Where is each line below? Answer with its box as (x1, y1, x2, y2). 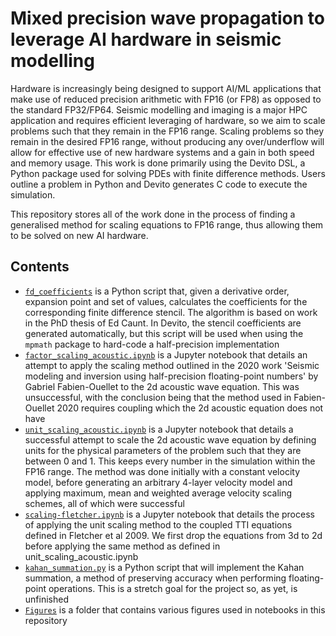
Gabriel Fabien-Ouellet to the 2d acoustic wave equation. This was (24, 380, 300, 392)
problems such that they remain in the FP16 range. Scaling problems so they (10, 125, 325, 137)
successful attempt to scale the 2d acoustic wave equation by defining (24, 433, 317, 446)
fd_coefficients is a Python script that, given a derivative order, (24, 285, 290, 297)
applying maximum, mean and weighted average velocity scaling (24, 487, 293, 499)
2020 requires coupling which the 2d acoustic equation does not (56, 402, 324, 414)
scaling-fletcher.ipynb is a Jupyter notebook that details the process (24, 508, 315, 520)
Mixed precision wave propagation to (10, 7, 325, 30)
